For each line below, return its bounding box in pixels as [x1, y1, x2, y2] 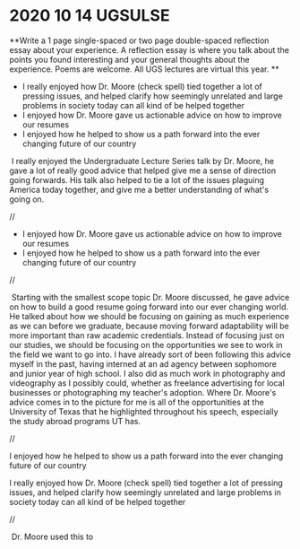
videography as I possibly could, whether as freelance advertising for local [9, 378, 285, 388]
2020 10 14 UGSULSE [9, 5, 170, 26]
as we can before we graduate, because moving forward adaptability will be [9, 320, 289, 331]
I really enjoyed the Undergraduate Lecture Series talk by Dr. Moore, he [11, 155, 275, 166]
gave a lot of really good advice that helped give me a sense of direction [9, 165, 276, 176]
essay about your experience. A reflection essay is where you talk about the [9, 44, 289, 55]
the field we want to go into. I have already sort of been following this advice [9, 349, 292, 360]
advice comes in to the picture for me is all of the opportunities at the [9, 396, 264, 407]
